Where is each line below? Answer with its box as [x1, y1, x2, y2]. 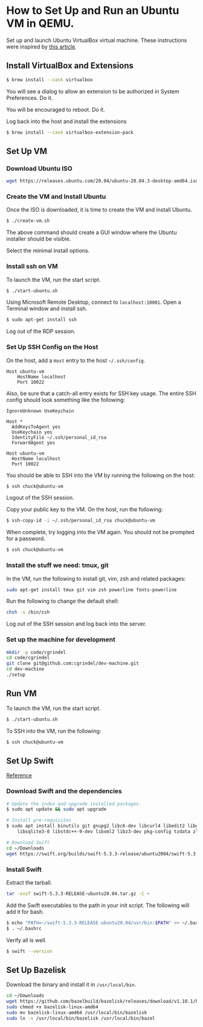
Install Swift [6, 865, 42, 874]
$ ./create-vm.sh [6, 218, 50, 224]
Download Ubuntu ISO [6, 164, 72, 173]
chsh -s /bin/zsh [6, 609, 50, 615]
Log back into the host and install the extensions [6, 118, 127, 125]
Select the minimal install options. [6, 247, 90, 255]
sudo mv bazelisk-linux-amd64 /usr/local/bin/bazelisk [6, 1009, 147, 1015]
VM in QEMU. [6, 16, 74, 30]
